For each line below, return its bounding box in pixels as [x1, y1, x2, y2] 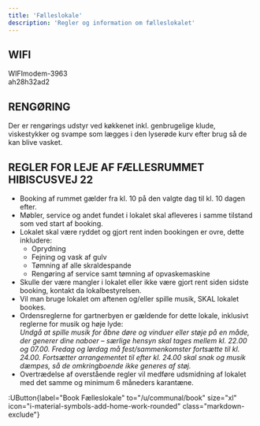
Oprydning [31, 243, 67, 253]
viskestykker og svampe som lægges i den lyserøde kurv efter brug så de [8, 129, 247, 139]
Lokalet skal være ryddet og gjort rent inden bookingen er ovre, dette [19, 227, 244, 236]
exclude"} [8, 409, 40, 419]
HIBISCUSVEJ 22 [8, 172, 93, 186]
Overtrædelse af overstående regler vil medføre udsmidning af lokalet [19, 369, 247, 379]
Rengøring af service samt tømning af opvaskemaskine [31, 269, 210, 278]
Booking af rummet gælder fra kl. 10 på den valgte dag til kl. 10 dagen [19, 194, 246, 203]
